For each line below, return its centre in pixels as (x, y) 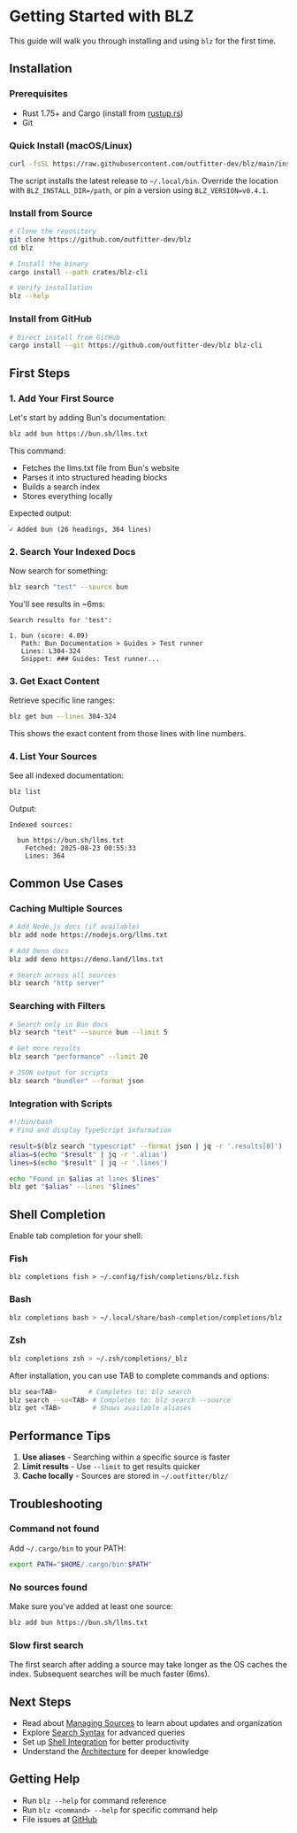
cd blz (21, 248)
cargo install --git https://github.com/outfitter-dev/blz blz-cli (136, 346)
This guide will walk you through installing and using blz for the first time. (143, 41)
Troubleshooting (56, 1503)
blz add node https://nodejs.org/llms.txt (88, 935)
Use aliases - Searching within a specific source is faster (126, 1457)
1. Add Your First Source (62, 398)
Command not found (54, 1529)
